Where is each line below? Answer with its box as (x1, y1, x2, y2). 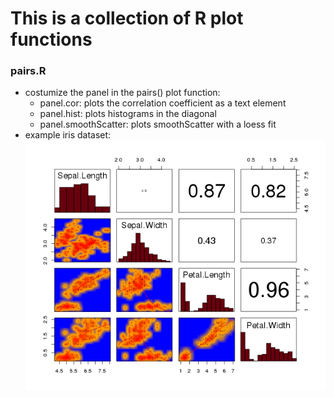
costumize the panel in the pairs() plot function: (24, 87, 221, 99)
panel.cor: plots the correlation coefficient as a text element (39, 97, 287, 109)
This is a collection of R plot (10, 7, 244, 30)
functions (10, 28, 93, 51)
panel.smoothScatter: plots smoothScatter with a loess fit (39, 118, 277, 131)
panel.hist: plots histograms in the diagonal (39, 108, 217, 120)
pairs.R (10, 64, 47, 78)
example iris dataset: (24, 129, 112, 141)
